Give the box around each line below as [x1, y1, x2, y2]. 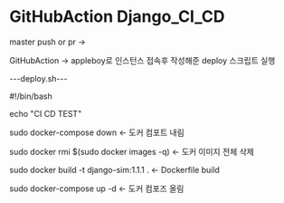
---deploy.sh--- [9, 72, 68, 83]
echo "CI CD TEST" [9, 108, 82, 119]
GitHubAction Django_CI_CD [9, 6, 225, 27]
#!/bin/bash [9, 91, 52, 101]
